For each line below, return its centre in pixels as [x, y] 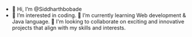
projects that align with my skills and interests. [69, 28]
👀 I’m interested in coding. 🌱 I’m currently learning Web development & [99, 15]
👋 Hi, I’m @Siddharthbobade [47, 9]
